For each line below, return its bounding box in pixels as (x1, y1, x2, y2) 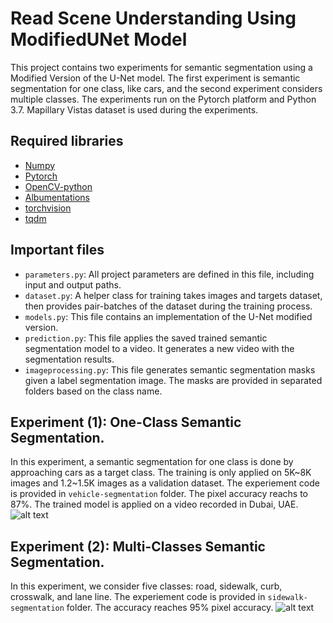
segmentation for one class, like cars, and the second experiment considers (10, 82, 323, 94)
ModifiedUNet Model (10, 28, 188, 51)
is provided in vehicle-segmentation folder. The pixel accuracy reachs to (10, 488, 308, 500)
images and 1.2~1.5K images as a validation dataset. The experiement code (10, 477, 320, 489)
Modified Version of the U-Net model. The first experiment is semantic (10, 72, 301, 84)
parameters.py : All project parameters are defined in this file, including (24, 268, 315, 280)
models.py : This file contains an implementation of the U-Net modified (24, 310, 313, 322)
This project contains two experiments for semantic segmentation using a (10, 61, 313, 73)
